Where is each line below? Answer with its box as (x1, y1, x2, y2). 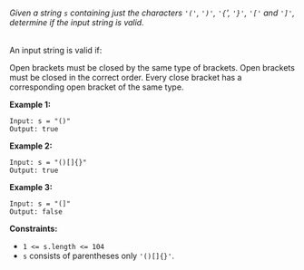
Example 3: (9, 182, 53, 193)
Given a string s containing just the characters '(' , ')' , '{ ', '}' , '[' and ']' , (9, 7, 295, 18)
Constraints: (9, 223, 58, 235)
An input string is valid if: (9, 45, 103, 56)
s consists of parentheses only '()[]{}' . (22, 250, 175, 262)
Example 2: (9, 140, 53, 151)
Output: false (9, 207, 64, 217)
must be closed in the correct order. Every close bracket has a (9, 72, 242, 83)
